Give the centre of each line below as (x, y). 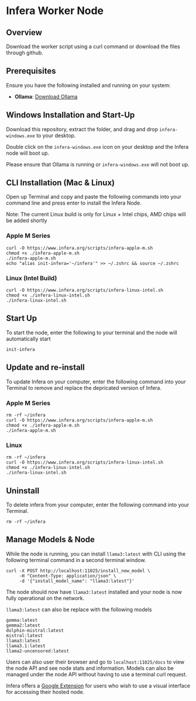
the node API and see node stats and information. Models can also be (90, 668)
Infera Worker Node (55, 11)
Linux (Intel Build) (32, 278)
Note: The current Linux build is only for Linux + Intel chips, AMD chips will (96, 215)
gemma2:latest (23, 625)
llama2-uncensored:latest (37, 651)
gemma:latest (22, 620)
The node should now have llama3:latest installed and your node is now (94, 592)
